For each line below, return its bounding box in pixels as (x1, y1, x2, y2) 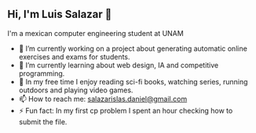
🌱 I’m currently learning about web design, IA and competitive (18, 60, 219, 70)
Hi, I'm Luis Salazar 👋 (7, 8, 112, 21)
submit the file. (18, 117, 68, 126)
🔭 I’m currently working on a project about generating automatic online (18, 44, 248, 53)
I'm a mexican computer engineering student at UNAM (7, 28, 184, 38)
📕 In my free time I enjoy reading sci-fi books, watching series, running (18, 77, 248, 86)
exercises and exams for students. (18, 52, 130, 61)
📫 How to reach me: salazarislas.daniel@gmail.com (18, 94, 188, 103)
